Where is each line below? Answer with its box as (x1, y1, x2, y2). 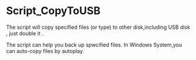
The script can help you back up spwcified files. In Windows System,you (6, 41, 182, 48)
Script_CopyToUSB (6, 4, 101, 18)
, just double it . (6, 29, 44, 36)
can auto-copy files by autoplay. (6, 47, 84, 54)
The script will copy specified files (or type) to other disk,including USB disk (6, 24, 190, 31)
